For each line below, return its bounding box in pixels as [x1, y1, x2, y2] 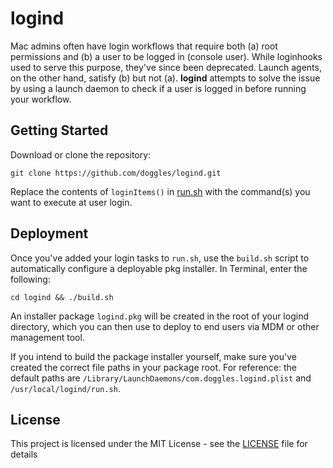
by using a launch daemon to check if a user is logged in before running [10, 82, 307, 94]
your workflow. [10, 93, 72, 105]
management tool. [10, 331, 85, 343]
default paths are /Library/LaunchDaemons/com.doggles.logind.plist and [10, 372, 312, 384]
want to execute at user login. [10, 196, 133, 208]
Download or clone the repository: [10, 148, 152, 161]
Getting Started [10, 122, 109, 139]
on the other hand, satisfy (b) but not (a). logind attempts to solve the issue [10, 72, 321, 84]
